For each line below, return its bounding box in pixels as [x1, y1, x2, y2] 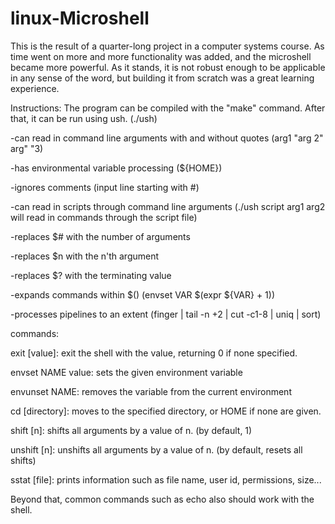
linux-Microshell [10, 7, 150, 30]
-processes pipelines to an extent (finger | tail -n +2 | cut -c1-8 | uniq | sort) [10, 308, 322, 320]
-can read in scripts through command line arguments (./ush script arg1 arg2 [10, 200, 326, 212]
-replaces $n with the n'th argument [10, 250, 160, 262]
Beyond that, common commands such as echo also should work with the [10, 493, 315, 505]
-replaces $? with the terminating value [10, 269, 172, 281]
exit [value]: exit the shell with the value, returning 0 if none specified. [10, 347, 298, 359]
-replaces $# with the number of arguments [10, 230, 191, 242]
